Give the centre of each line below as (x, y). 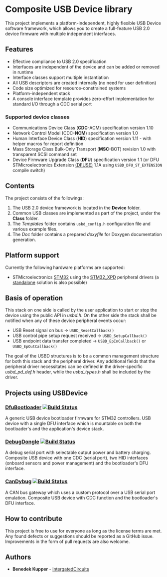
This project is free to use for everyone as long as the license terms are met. (83, 530)
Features (19, 49)
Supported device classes (37, 117)
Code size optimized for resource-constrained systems (69, 88)
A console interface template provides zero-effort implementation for (83, 98)
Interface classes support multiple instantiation (61, 77)
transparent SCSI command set (45, 154)
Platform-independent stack (41, 93)
